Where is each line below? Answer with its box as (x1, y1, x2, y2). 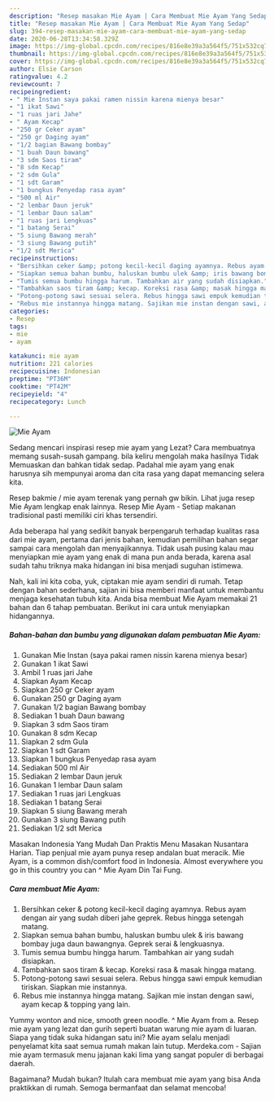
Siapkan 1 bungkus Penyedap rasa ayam (20, 754, 157, 764)
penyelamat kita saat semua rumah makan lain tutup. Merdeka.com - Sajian (9, 1042, 262, 1051)
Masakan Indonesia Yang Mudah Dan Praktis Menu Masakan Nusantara (9, 840, 249, 849)
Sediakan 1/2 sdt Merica (20, 823, 102, 833)
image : (9, 42, 32, 50)
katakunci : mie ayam (9, 352, 80, 361)
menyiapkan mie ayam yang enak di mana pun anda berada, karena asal (9, 552, 251, 562)
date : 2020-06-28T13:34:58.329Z (9, 34, 119, 43)
